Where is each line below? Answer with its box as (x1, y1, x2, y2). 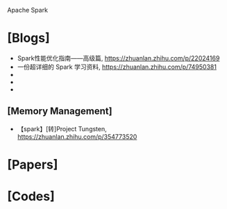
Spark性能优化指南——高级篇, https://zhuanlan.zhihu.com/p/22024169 (17, 53, 220, 62)
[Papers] (7, 156, 58, 172)
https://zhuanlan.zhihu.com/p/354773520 (17, 132, 137, 141)
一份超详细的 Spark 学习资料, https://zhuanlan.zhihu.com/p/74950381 (17, 62, 217, 71)
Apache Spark (7, 6, 49, 14)
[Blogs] (7, 31, 50, 46)
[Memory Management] (7, 106, 112, 117)
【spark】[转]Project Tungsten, (17, 124, 108, 133)
